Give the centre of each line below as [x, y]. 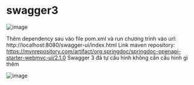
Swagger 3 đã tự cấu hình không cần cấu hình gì [128, 57]
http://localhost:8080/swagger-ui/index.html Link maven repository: [91, 45]
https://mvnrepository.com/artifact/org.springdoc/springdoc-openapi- [94, 51]
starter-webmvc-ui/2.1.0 [36, 57]
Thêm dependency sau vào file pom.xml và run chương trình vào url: [92, 38]
